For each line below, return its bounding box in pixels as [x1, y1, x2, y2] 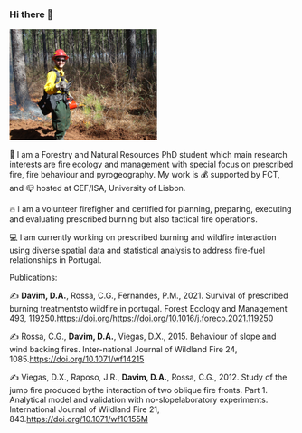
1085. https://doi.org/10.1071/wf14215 [9, 353, 145, 365]
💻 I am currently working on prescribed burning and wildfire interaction [9, 232, 277, 243]
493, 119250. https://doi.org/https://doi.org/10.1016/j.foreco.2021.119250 [9, 313, 274, 324]
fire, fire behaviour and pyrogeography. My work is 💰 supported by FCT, [9, 169, 280, 180]
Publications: [9, 272, 58, 284]
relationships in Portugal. [9, 255, 102, 265]
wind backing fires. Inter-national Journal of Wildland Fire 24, [9, 344, 238, 355]
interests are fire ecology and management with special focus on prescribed [9, 159, 294, 170]
